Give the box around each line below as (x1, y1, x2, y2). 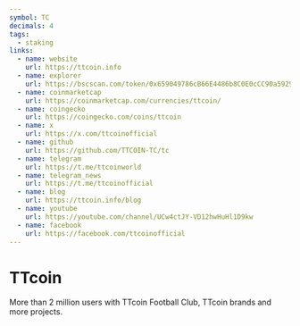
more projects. (9, 306, 63, 317)
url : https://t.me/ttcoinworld (25, 163, 142, 171)
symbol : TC (9, 13, 50, 22)
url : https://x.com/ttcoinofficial (25, 130, 158, 138)
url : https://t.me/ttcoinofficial (25, 180, 154, 188)
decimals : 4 (9, 21, 54, 30)
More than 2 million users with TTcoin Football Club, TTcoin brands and (9, 297, 272, 308)
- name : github (17, 138, 74, 146)
